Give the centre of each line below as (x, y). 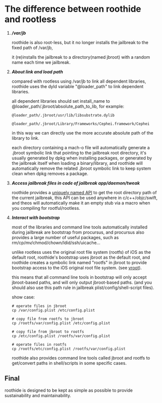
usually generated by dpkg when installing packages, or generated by (82, 158)
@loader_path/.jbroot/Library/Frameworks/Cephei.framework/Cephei (81, 124)
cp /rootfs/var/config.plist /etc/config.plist (61, 323)
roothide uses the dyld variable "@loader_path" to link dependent (77, 86)
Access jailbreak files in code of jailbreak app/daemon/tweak (76, 183)
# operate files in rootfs (39, 344)
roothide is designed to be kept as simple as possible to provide (69, 390)
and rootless (30, 19)
